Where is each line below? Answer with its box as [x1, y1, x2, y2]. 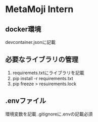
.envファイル [5, 97, 46, 105]
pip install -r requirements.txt [12, 75, 73, 81]
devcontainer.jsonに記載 [5, 39, 56, 45]
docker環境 [5, 25, 41, 33]
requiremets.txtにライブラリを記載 [12, 70, 84, 76]
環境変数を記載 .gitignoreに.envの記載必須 [5, 111, 93, 117]
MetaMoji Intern [5, 4, 74, 15]
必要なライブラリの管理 [5, 55, 78, 64]
